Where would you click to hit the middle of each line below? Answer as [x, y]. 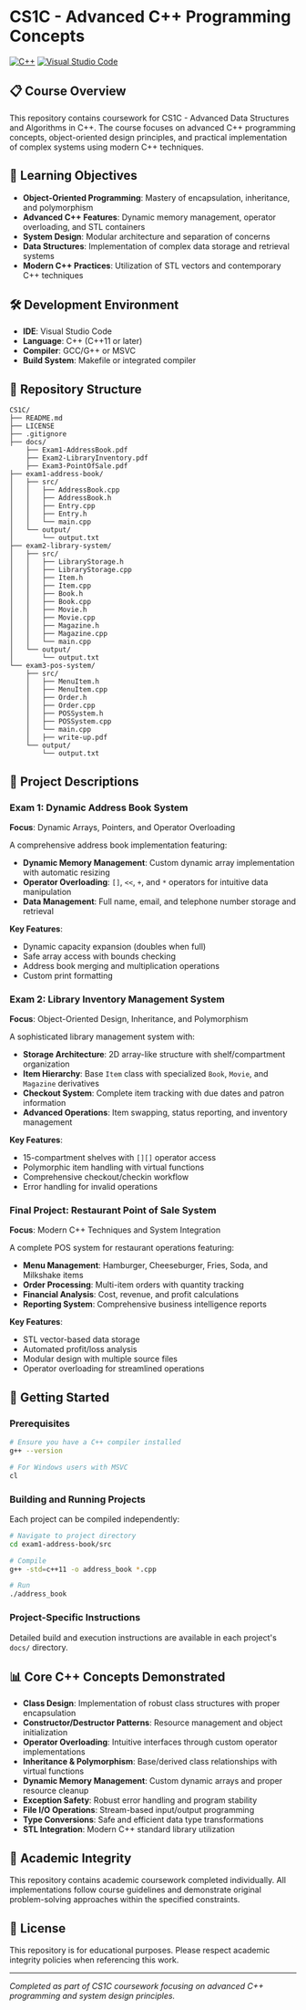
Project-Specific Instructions [75, 1618]
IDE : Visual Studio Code [67, 331]
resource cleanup [56, 1791]
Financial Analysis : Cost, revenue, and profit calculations [131, 1295]
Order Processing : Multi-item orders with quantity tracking [133, 1285]
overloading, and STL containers [84, 226]
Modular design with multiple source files [100, 1359]
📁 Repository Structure [76, 389]
